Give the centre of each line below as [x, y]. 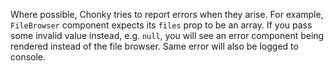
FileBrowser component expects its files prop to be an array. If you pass [161, 25]
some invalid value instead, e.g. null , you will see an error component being [167, 35]
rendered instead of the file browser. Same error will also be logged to [154, 46]
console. [28, 57]
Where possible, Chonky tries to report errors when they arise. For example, [167, 14]
